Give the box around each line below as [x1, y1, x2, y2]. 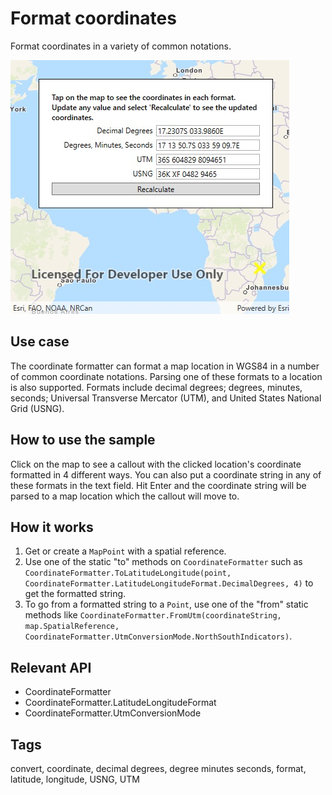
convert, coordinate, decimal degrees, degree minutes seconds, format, [10, 763, 307, 774]
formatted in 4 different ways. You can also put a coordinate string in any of [10, 468, 322, 481]
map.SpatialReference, [24, 622, 120, 632]
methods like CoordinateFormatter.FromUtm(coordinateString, [24, 609, 282, 621]
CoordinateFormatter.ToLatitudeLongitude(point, [24, 568, 232, 579]
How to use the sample [10, 432, 156, 449]
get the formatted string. [24, 588, 127, 600]
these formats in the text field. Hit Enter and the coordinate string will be [10, 479, 307, 491]
